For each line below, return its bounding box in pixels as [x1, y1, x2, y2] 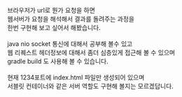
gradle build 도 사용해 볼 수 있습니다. [7, 57, 108, 65]
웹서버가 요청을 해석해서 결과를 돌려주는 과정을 [7, 15, 135, 23]
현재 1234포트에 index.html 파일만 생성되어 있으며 [7, 73, 145, 82]
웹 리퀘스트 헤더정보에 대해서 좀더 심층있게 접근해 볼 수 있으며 [7, 48, 176, 57]
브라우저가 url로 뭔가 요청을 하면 [7, 6, 96, 14]
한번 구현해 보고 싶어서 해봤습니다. [7, 24, 101, 31]
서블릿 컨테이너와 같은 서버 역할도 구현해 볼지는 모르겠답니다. [7, 82, 174, 90]
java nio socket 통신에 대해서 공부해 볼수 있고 [7, 40, 133, 47]
